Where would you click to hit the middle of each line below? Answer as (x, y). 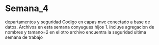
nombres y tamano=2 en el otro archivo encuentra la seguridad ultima (76, 32)
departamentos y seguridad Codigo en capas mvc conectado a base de (78, 22)
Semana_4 (27, 8)
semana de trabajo (24, 37)
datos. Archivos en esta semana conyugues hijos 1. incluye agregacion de (80, 27)
